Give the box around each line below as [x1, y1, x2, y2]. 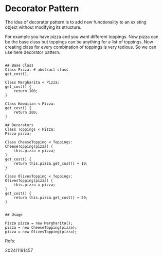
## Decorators [5, 122, 34, 127]
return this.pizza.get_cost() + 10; [14, 161, 89, 166]
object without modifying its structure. [5, 24, 82, 30]
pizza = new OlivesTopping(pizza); [5, 229, 77, 234]
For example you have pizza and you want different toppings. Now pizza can [5, 34, 159, 40]
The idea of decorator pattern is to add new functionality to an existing [5, 19, 147, 25]
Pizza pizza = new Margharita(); [5, 220, 73, 226]
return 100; [14, 88, 38, 93]
